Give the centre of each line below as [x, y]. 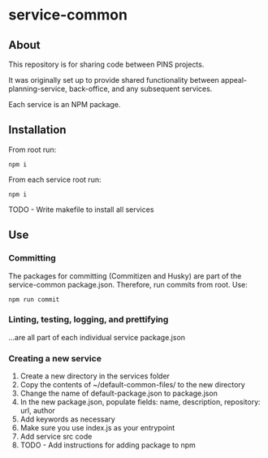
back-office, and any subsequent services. [140, 89]
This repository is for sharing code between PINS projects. [106, 64]
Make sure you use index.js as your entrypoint [97, 428]
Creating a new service [55, 358]
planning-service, [38, 89]
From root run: [32, 149]
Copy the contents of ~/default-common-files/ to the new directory [132, 385]
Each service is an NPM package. [65, 104]
